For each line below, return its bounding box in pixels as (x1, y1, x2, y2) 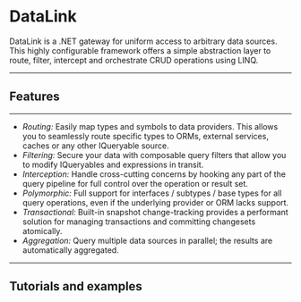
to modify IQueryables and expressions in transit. (21, 159, 204, 170)
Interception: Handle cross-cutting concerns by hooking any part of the (21, 168, 287, 180)
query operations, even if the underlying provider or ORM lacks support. (21, 197, 289, 207)
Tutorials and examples (9, 279, 143, 294)
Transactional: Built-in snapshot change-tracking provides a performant (21, 206, 288, 217)
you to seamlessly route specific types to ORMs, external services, (21, 130, 269, 141)
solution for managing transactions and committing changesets (21, 216, 256, 227)
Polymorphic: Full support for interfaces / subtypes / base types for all (21, 188, 282, 198)
